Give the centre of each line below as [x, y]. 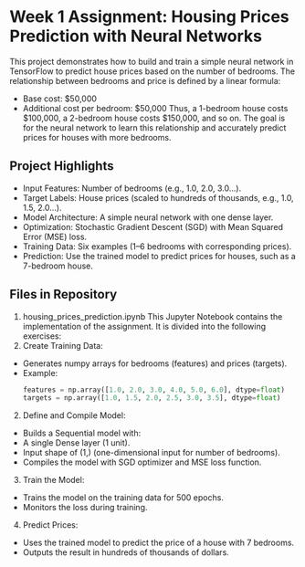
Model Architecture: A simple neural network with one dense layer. [148, 217]
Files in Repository [63, 294]
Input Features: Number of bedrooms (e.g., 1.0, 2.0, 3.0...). [132, 188]
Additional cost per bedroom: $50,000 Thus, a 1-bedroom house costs [155, 108]
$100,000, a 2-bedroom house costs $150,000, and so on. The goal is [154, 118]
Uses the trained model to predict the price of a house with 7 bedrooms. [158, 543]
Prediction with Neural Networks [136, 36]
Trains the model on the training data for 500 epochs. [123, 498]
